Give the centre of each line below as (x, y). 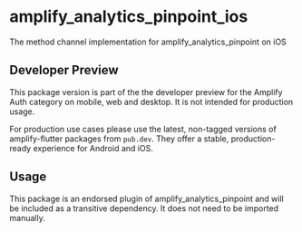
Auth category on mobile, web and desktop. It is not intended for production (151, 101)
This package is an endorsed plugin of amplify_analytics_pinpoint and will (146, 198)
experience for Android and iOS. (93, 148)
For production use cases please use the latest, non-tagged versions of (143, 129)
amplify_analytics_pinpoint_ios (129, 17)
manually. (27, 217)
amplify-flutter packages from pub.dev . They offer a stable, (119, 139)
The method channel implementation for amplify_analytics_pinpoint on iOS (148, 42)
